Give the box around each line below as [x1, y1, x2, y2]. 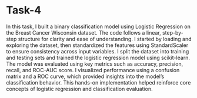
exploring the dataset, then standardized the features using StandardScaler [6, 42, 189, 49]
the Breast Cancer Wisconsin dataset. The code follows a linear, [6, 29, 162, 36]
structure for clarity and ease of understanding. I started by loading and [18, 35, 192, 42]
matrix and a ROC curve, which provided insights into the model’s [6, 73, 165, 80]
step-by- [162, 29, 184, 36]
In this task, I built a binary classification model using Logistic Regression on [6, 23, 191, 30]
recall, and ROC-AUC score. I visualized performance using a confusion [6, 66, 180, 73]
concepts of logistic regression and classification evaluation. [6, 85, 153, 92]
